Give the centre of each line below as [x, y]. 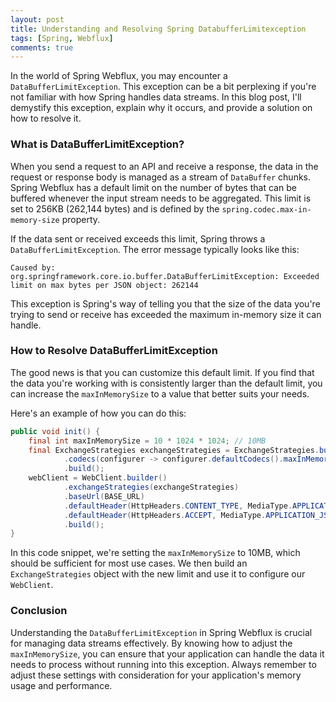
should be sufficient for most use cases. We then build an [129, 563]
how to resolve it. [46, 118]
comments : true [42, 47]
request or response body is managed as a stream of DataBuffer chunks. [161, 177]
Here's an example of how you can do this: [98, 413]
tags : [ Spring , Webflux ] [62, 38]
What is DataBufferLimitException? [97, 144]
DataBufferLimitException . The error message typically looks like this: [155, 249]
